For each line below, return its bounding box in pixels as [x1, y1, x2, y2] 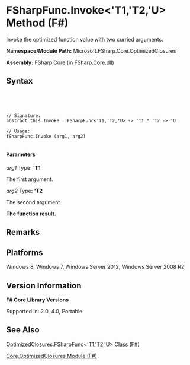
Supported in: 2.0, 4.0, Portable [6, 307, 83, 315]
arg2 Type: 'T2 [6, 187, 43, 194]
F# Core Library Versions [6, 296, 69, 303]
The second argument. [6, 198, 62, 205]
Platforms [6, 247, 43, 258]
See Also [6, 325, 40, 335]
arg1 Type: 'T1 [6, 164, 41, 171]
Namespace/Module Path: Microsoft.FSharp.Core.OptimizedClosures [6, 47, 176, 54]
